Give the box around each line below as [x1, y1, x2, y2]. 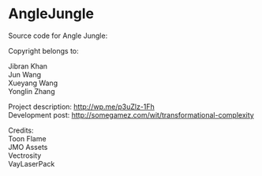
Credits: [8, 125, 34, 135]
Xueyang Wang [8, 78, 58, 88]
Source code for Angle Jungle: [8, 31, 108, 40]
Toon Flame [8, 133, 47, 143]
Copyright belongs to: [8, 46, 79, 55]
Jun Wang [8, 69, 42, 79]
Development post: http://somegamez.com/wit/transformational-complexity [8, 110, 254, 119]
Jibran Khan [8, 61, 48, 71]
